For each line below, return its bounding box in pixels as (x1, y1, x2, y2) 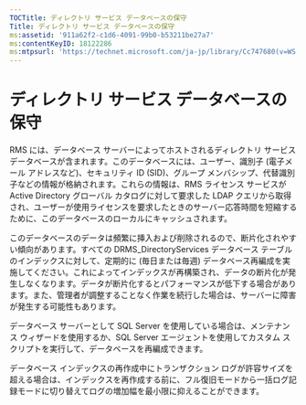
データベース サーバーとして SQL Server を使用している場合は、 (9, 321, 251, 332)
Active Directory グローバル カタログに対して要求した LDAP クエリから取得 (9, 190, 292, 201)
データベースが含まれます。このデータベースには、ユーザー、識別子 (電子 (9, 156, 285, 167)
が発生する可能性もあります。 (9, 301, 121, 312)
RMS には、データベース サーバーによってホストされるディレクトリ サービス (9, 144, 297, 155)
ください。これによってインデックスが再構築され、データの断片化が (33, 267, 289, 278)
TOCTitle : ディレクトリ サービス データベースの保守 (9, 13, 187, 23)
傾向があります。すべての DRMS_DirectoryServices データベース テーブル (16, 244, 293, 255)
